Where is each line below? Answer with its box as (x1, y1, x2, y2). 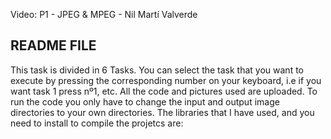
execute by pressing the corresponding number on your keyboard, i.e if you (10, 74, 322, 86)
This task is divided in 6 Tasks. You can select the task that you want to (10, 64, 304, 76)
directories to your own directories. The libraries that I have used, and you (10, 106, 315, 118)
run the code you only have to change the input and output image (10, 95, 280, 108)
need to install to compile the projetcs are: (10, 117, 184, 129)
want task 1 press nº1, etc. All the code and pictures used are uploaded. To (10, 85, 318, 97)
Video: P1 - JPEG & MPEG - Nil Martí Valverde (10, 9, 198, 20)
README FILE (10, 37, 97, 54)
